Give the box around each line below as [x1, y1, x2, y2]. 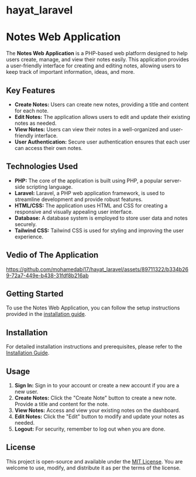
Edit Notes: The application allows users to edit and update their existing [14, 113, 190, 120]
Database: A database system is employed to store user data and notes [14, 214, 188, 222]
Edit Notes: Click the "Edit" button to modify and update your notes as [14, 413, 184, 420]
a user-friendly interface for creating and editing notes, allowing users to [6, 62, 181, 69]
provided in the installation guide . [6, 311, 87, 318]
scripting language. [26, 183, 73, 190]
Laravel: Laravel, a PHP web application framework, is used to [14, 189, 165, 196]
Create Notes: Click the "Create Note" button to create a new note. [14, 394, 177, 401]
